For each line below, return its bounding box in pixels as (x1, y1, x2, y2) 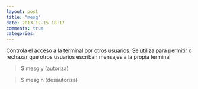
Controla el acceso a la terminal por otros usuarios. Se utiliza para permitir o (6, 47, 192, 54)
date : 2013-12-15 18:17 (6, 20, 65, 26)
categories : (6, 31, 36, 37)
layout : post (6, 8, 39, 15)
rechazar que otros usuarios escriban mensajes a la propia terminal (6, 53, 171, 61)
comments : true (6, 25, 44, 31)
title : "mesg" (6, 14, 41, 20)
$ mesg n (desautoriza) (20, 77, 78, 84)
